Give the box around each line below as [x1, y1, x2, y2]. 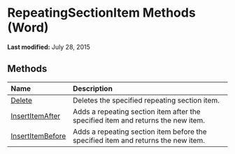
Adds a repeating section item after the [72, 107, 201, 116]
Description [72, 84, 113, 93]
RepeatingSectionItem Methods [7, 5, 196, 21]
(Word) [7, 20, 49, 36]
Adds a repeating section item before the [72, 127, 208, 137]
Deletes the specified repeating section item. [72, 95, 220, 105]
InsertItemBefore [10, 131, 66, 141]
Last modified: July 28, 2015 [7, 43, 91, 51]
